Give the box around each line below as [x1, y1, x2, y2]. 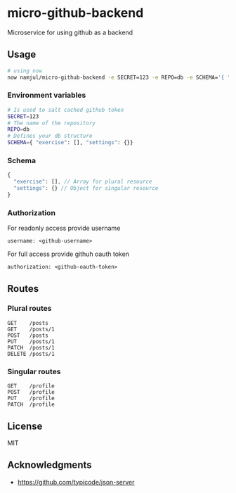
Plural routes [7, 304, 52, 314]
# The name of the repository [7, 120, 96, 127]
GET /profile [7, 383, 55, 390]
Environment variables [7, 90, 86, 100]
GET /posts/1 [7, 326, 55, 333]
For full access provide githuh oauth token [7, 250, 130, 258]
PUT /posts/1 [7, 338, 55, 345]
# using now [7, 67, 42, 75]
